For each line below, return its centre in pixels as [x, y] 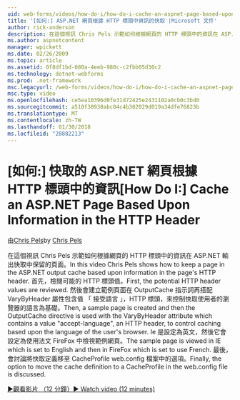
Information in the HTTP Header [104, 220]
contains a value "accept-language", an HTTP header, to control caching [114, 324]
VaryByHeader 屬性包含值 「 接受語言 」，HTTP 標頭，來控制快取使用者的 [115, 299]
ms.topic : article [35, 61]
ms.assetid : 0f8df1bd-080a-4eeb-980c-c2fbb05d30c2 [84, 67]
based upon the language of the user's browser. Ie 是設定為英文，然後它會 [117, 332]
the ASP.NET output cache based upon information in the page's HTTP [112, 273]
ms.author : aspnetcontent [46, 41]
